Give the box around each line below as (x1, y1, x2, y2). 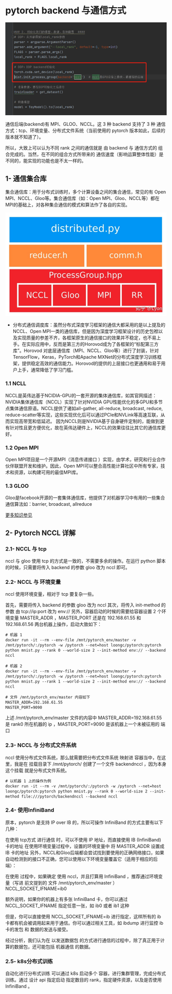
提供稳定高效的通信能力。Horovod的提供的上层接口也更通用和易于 (21, 360, 161, 366)
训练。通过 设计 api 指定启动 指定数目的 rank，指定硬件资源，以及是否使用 (5, 977, 162, 983)
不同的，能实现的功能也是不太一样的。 (5, 158, 86, 164)
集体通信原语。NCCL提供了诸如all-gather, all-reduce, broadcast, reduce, (9, 405, 163, 411)
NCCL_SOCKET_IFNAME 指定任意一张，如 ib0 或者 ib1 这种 (5, 903, 130, 909)
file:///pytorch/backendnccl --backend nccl (21, 794, 118, 799)
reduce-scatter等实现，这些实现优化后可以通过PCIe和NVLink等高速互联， (5, 412, 161, 418)
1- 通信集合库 (5, 174, 47, 183)
